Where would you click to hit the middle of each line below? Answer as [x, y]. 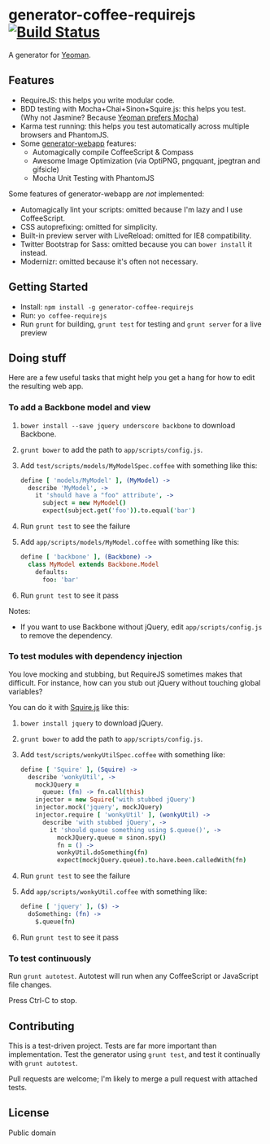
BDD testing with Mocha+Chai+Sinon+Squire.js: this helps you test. [133, 108]
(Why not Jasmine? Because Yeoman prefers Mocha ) [109, 117]
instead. [34, 252]
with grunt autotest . [43, 1063]
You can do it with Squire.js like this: [69, 707]
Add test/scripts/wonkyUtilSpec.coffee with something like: [122, 754]
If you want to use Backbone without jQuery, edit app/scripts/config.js [141, 627]
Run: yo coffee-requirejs [63, 315]
